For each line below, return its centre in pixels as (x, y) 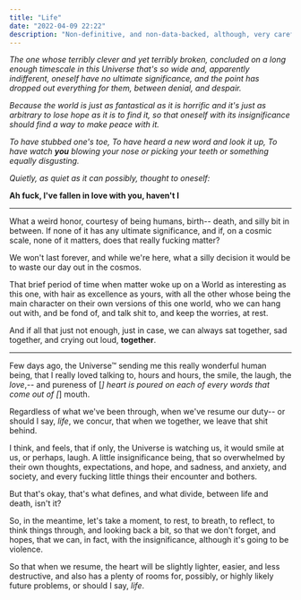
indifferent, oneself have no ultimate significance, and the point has (134, 79)
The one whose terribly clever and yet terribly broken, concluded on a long (148, 60)
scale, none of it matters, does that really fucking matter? (115, 240)
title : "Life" (36, 17)
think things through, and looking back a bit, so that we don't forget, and (142, 530)
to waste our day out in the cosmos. (75, 267)
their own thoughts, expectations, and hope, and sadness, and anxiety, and (148, 467)
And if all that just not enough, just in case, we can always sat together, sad (148, 330)
